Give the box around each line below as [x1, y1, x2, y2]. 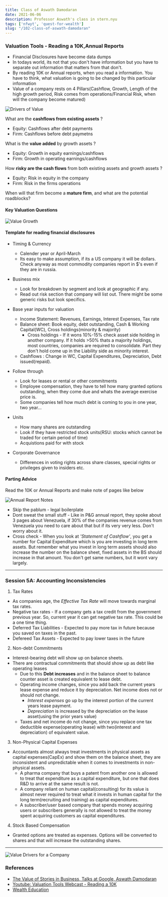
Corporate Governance [12, 450, 60, 456]
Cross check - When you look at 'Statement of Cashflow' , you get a [12, 533, 152, 539]
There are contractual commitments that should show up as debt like [12, 660, 154, 666]
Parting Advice [5, 476, 37, 482]
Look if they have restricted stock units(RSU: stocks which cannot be [19, 429, 162, 435]
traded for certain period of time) [19, 434, 88, 440]
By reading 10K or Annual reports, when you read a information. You [12, 70, 153, 76]
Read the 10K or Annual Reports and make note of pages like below [5, 487, 144, 494]
